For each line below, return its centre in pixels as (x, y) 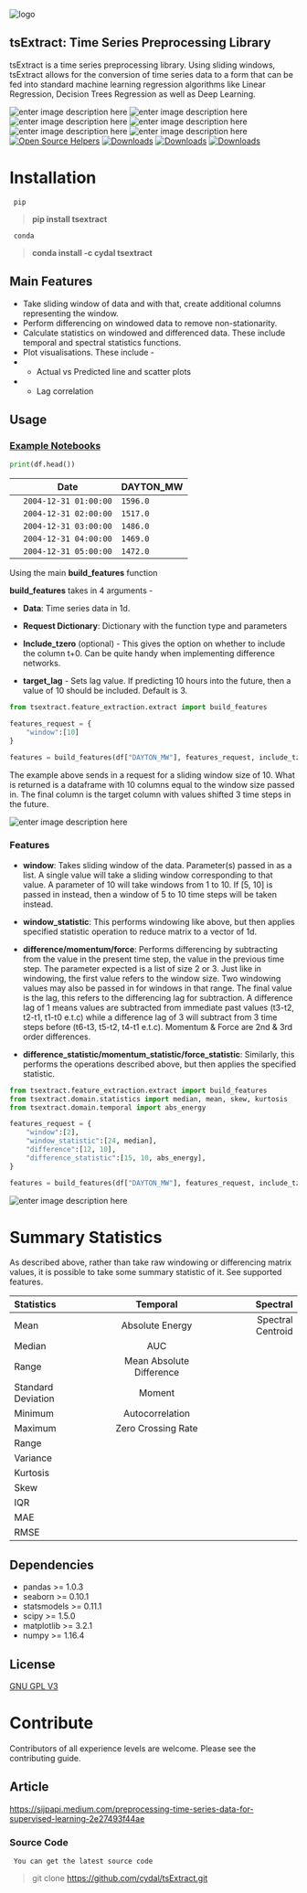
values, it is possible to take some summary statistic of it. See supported (146, 1272)
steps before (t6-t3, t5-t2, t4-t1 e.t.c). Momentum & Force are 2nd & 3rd (158, 1026)
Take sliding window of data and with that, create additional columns (152, 303)
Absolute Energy (157, 1325)
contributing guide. (45, 1759)
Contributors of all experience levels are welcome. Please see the (133, 1749)
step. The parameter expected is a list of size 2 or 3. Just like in (142, 968)
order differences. (57, 1037)
